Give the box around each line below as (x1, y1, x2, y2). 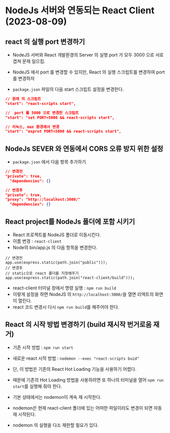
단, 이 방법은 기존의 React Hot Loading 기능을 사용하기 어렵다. (12, 366, 137, 372)
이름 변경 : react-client (12, 238, 62, 244)
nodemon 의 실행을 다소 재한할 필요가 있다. (12, 422, 99, 428)
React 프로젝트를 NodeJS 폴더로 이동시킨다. (12, 232, 101, 237)
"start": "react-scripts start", (5, 101, 76, 106)
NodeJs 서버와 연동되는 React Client (5, 5, 155, 16)
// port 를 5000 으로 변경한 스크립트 (5, 110, 79, 115)
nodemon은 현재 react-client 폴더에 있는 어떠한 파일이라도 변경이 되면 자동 (12, 404, 162, 411)
